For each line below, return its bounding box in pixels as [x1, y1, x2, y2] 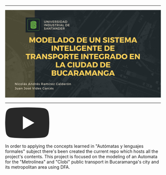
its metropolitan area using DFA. [5, 164, 70, 170]
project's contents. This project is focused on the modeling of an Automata [5, 153, 158, 159]
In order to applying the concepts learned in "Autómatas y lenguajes [5, 143, 144, 149]
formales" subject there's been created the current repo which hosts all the [5, 148, 159, 154]
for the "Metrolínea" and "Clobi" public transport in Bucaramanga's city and [5, 159, 159, 165]
